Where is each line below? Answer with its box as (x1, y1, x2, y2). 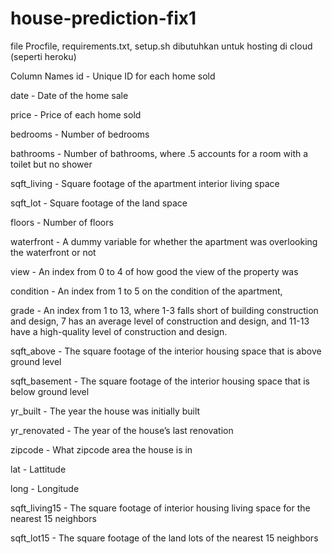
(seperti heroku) (10, 50, 77, 62)
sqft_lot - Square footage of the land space (10, 197, 188, 209)
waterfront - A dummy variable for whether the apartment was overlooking (10, 235, 318, 247)
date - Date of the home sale (10, 89, 129, 101)
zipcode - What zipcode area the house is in (10, 443, 193, 456)
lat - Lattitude (10, 463, 67, 475)
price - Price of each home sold (10, 108, 142, 121)
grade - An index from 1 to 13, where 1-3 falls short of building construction (10, 304, 319, 316)
